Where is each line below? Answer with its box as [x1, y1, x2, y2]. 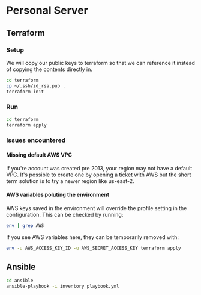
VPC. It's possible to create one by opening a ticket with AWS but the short [6, 171, 191, 178]
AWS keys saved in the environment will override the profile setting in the [6, 204, 187, 211]
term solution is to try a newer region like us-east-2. [6, 177, 134, 184]
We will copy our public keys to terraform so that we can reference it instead [6, 59, 195, 66]
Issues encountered [6, 136, 66, 144]
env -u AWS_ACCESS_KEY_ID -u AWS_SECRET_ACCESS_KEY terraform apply [6, 245, 181, 251]
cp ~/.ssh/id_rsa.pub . [6, 82, 66, 89]
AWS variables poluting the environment [6, 191, 110, 199]
